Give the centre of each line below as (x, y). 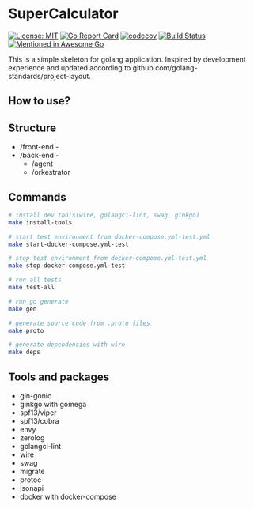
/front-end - (39, 147)
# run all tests (35, 280)
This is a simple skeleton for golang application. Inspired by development (127, 59)
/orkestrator (51, 172)
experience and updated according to (70, 67)
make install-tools (40, 222)
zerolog (32, 438)
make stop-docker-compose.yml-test (67, 266)
